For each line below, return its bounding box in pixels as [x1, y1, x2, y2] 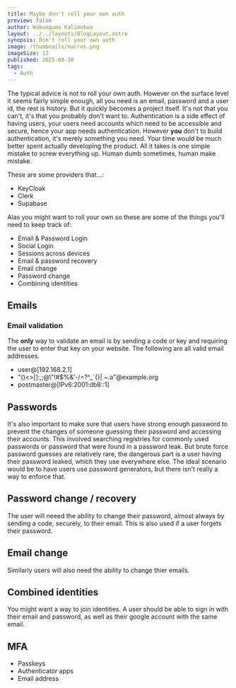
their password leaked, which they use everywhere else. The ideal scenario [7, 457, 228, 465]
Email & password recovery [17, 256, 98, 265]
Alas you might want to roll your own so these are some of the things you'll [7, 213, 225, 221]
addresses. [7, 351, 40, 361]
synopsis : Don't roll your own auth [7, 37, 115, 44]
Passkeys [17, 659, 46, 668]
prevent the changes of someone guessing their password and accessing [7, 427, 221, 436]
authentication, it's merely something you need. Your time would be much [7, 134, 222, 142]
